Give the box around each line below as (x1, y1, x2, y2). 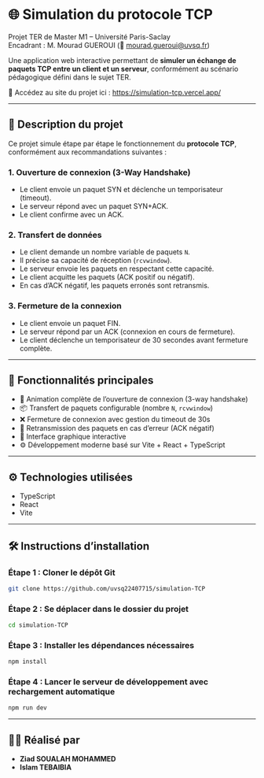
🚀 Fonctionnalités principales (8, 374, 154, 387)
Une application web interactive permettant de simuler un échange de (8, 55, 237, 65)
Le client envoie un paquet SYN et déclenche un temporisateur (19, 185, 223, 194)
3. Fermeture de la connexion (8, 301, 122, 312)
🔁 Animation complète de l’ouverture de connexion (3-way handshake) (19, 395, 249, 404)
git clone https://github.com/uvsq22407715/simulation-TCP (8, 584, 206, 592)
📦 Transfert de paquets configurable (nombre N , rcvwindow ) (19, 403, 214, 413)
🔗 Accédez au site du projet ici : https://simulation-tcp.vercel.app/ (8, 87, 222, 97)
